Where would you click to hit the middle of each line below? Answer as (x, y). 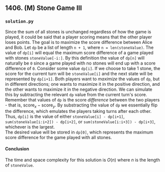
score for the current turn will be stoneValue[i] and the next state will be (79, 73)
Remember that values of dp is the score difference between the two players (82, 100)
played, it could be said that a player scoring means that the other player (79, 37)
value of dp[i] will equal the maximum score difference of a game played (79, 52)
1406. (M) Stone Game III (44, 8)
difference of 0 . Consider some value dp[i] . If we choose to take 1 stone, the (83, 68)
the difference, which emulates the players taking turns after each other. (78, 111)
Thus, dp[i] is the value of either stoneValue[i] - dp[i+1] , (65, 117)
